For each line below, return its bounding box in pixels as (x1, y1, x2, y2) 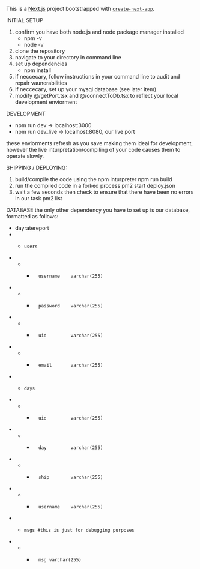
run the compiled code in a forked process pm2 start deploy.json (14, 182, 176, 189)
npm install (23, 67, 51, 74)
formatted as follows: (6, 213, 59, 220)
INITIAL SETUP (6, 17, 44, 23)
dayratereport (14, 224, 49, 232)
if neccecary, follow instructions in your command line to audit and (14, 73, 180, 80)
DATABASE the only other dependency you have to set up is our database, (6, 206, 190, 214)
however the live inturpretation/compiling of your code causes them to (6, 146, 181, 153)
